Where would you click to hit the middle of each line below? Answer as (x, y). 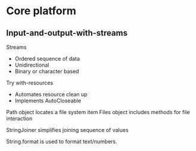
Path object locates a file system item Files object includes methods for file (98, 112)
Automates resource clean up (51, 94)
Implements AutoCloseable (48, 100)
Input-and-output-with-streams (67, 33)
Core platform (41, 11)
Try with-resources (30, 83)
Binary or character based (47, 71)
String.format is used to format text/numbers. (62, 141)
